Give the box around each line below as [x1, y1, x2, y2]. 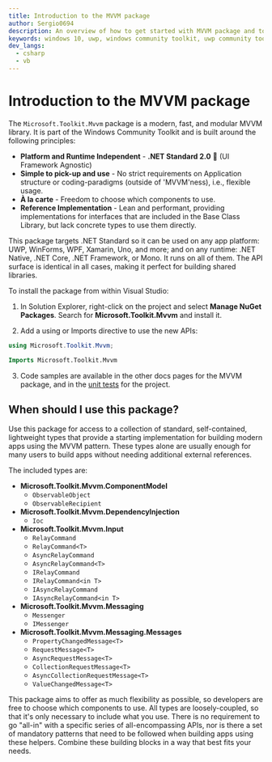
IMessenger [32, 620, 70, 629]
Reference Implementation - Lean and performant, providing [19, 203, 225, 213]
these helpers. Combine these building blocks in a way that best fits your [8, 738, 252, 747]
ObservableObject [32, 491, 91, 500]
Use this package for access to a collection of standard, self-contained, [8, 424, 248, 434]
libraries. [8, 270, 38, 280]
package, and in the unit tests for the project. [19, 379, 171, 389]
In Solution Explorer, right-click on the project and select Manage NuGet [19, 301, 261, 311]
